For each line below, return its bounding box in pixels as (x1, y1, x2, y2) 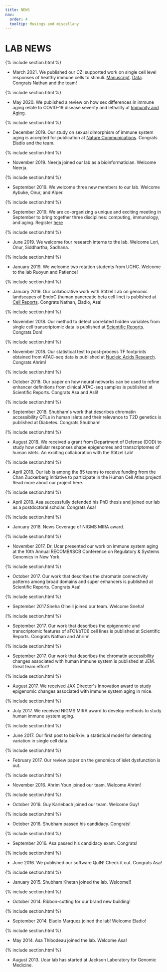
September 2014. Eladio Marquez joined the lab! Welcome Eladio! (12, 918, 147, 924)
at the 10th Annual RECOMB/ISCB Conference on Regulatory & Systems (12, 548, 160, 554)
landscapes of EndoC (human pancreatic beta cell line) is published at (12, 294, 157, 300)
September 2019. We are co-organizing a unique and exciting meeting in (12, 209, 161, 215)
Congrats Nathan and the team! (12, 80, 77, 86)
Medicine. (12, 962, 33, 968)
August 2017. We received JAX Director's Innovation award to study (12, 683, 152, 689)
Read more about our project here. (12, 480, 84, 486)
